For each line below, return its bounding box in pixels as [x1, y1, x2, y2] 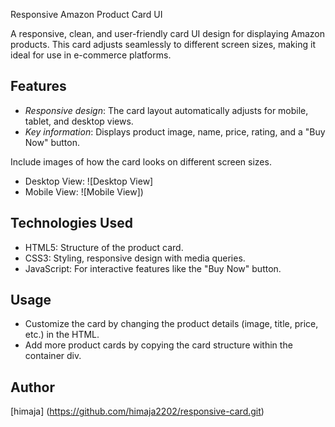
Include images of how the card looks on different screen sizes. [10, 155, 272, 168]
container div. [24, 350, 82, 362]
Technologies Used [10, 215, 133, 232]
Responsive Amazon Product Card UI [10, 9, 163, 20]
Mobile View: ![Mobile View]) [24, 185, 144, 198]
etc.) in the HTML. [24, 329, 100, 341]
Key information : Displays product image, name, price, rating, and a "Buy [24, 125, 326, 138]
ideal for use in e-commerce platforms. [10, 49, 172, 61]
